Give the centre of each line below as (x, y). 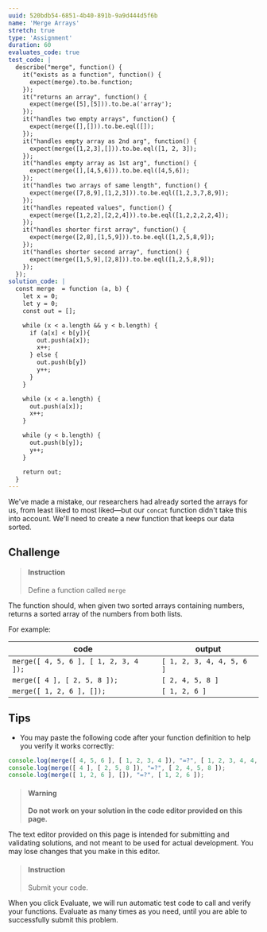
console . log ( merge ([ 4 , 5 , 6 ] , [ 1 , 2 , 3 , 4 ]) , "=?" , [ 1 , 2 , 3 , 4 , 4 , (133, 760)
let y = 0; (41, 304)
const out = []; (50, 311)
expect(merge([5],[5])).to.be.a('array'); (101, 104)
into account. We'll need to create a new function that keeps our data (121, 519)
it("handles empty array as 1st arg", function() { (110, 164)
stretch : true (32, 30)
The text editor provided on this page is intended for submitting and (119, 834)
